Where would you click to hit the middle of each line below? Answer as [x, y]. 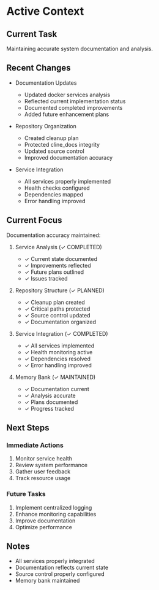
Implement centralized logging [54, 507]
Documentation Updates [46, 83]
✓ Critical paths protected [57, 309]
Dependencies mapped [54, 194]
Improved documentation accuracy [68, 157]
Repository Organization [46, 126]
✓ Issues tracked [46, 278]
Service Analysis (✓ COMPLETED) [58, 247]
